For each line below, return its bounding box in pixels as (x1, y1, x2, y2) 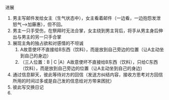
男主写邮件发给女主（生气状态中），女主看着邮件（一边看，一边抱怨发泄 (12, 15, 161, 21)
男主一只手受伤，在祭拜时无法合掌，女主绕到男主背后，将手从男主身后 (12, 28, 159, 34)
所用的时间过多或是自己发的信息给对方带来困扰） (12, 78, 115, 84)
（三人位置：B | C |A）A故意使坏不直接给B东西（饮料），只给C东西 (20, 59, 158, 65)
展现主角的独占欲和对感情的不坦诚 (12, 40, 84, 46)
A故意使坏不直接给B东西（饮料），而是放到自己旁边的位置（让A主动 (20, 47, 160, 52)
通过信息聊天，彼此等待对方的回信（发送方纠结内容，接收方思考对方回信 (12, 72, 163, 77)
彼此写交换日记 (12, 84, 44, 90)
